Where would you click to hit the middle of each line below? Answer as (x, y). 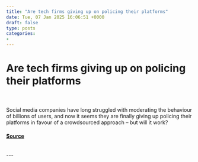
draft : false (22, 22)
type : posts (21, 28)
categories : (21, 34)
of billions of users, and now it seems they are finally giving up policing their (99, 116)
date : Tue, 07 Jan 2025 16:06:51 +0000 (55, 17)
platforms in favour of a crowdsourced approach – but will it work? (87, 122)
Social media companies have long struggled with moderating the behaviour (99, 109)
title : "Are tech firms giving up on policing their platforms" (87, 12)
